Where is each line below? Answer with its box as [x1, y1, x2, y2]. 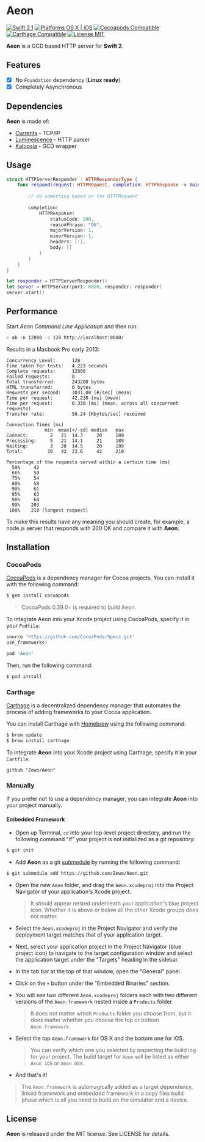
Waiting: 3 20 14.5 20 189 [6, 443, 124, 449]
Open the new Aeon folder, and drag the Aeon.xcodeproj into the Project [15, 882, 194, 889]
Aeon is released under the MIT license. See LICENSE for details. [6, 1130, 170, 1137]
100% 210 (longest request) [9, 507, 88, 514]
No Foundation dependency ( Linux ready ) [15, 76, 121, 83]
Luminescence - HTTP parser [15, 136, 90, 143]
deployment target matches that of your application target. [15, 931, 163, 938]
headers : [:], [49, 239, 86, 245]
